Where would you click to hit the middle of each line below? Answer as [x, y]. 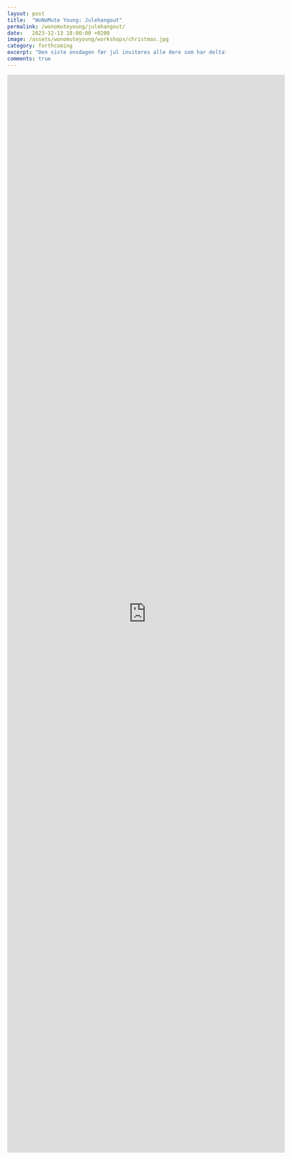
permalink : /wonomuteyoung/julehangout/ [67, 26]
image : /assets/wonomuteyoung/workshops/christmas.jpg [88, 40]
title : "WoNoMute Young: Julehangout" [65, 20]
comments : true [29, 59]
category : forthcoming [40, 46]
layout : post [26, 14]
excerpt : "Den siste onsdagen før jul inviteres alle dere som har [107, 53]
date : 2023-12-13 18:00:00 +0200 [59, 33]
